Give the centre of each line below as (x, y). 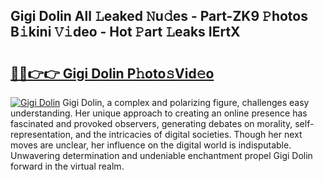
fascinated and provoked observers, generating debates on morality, (151, 123)
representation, (41, 134)
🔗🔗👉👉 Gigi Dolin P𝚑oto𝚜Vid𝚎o (112, 73)
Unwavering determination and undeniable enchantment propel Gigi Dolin (161, 155)
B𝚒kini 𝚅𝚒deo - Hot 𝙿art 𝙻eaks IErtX (125, 32)
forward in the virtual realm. (67, 166)
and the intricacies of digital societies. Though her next (188, 134)
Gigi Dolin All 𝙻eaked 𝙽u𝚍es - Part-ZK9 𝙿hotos (159, 16)
